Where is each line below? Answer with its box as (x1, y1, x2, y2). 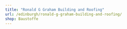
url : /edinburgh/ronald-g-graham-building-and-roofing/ (5, 12, 122, 17)
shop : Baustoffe (5, 16, 38, 21)
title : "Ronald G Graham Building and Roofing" (5, 7, 105, 12)
